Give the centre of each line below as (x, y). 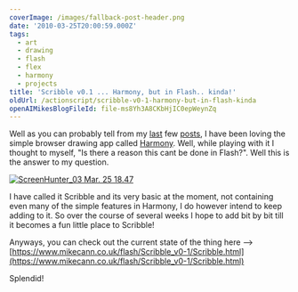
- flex (29, 68)
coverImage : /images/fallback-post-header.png (97, 17)
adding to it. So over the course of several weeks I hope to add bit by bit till (146, 215)
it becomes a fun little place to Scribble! (82, 225)
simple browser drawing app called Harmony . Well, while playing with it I (142, 143)
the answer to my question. (59, 162)
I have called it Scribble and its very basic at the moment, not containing (141, 197)
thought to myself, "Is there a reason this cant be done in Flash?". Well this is (149, 153)
